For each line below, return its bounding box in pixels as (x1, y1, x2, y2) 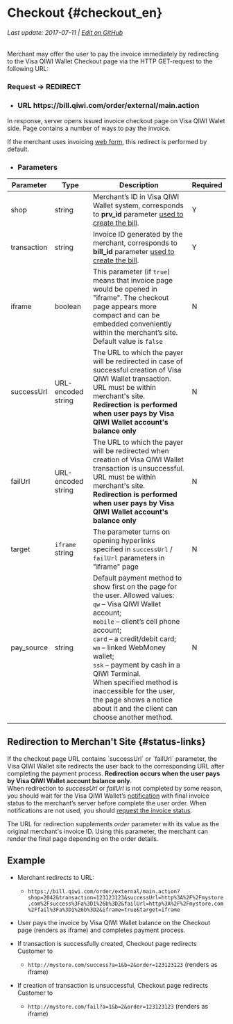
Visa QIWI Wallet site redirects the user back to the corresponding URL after (7, 762, 225, 770)
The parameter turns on (92, 527, 171, 537)
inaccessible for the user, (92, 686, 175, 695)
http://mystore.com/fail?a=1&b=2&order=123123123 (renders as (27, 1002, 209, 1010)
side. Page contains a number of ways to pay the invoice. (7, 124, 171, 132)
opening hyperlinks (92, 535, 156, 545)
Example (7, 855, 46, 867)
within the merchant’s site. (92, 327, 178, 337)
